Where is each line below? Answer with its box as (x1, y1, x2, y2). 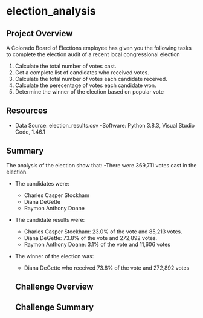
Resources (6, 106, 48, 116)
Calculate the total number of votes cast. (14, 62, 117, 70)
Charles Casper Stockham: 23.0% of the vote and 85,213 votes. (24, 228, 182, 235)
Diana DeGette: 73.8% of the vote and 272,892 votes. (24, 234, 158, 241)
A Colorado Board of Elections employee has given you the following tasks (6, 44, 192, 51)
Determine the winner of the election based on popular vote (14, 88, 164, 95)
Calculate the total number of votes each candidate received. (14, 76, 167, 82)
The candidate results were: (14, 216, 85, 223)
